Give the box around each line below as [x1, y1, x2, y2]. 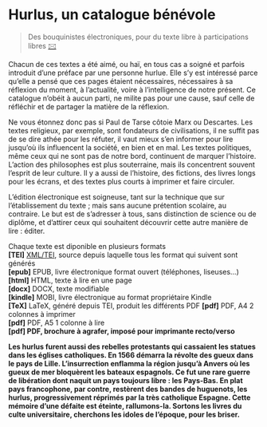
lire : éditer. [8, 226, 45, 235]
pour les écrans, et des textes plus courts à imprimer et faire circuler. [8, 176, 235, 186]
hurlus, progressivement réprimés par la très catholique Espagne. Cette [8, 393, 251, 402]
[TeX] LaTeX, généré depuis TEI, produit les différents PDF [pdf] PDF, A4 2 [8, 301, 254, 310]
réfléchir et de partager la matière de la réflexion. [8, 101, 170, 111]
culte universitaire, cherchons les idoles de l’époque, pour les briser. [8, 409, 241, 419]
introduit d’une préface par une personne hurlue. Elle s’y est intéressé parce [8, 68, 258, 77]
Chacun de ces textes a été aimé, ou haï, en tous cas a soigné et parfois [8, 59, 245, 69]
